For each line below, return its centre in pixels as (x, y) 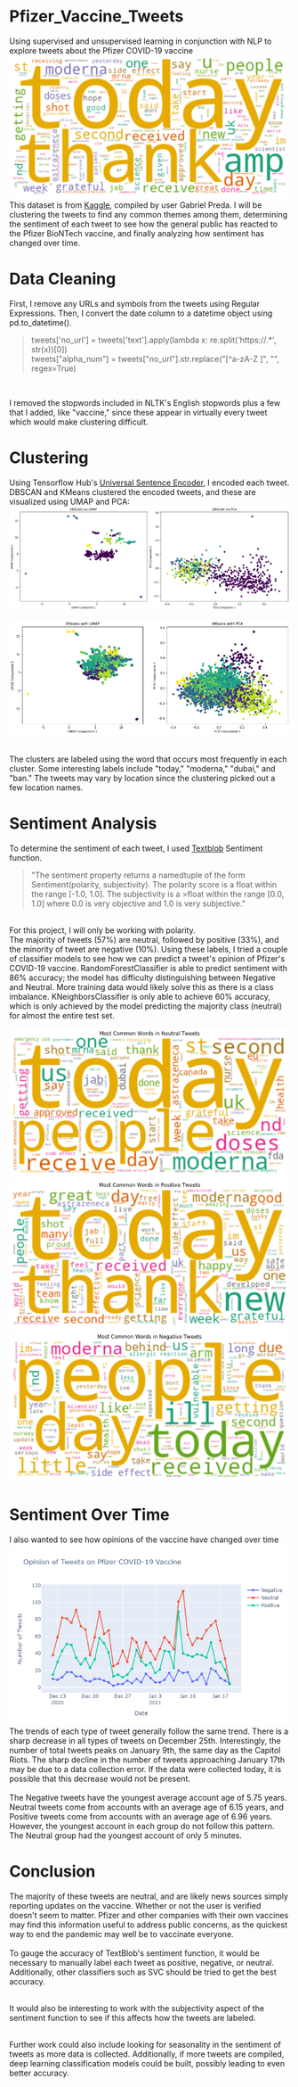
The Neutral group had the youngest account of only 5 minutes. (126, 1835)
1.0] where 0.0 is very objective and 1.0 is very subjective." (138, 903)
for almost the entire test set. (62, 1015)
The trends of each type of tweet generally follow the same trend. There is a (149, 1731)
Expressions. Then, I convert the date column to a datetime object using (141, 313)
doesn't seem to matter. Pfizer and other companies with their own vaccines (149, 1915)
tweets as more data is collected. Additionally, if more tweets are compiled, (147, 2054)
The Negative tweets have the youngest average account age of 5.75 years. (148, 1797)
